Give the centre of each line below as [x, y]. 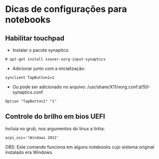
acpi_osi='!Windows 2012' [32, 138]
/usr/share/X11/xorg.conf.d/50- [119, 87]
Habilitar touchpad [35, 38]
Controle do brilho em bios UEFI [55, 116]
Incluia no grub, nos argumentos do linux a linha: [55, 129]
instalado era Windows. [29, 152]
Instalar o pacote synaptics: [41, 50]
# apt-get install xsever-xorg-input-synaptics [56, 59]
